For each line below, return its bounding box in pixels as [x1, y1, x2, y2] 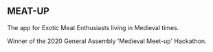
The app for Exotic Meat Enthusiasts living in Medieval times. [7, 23, 179, 31]
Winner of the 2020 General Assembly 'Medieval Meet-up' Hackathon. [7, 37, 208, 45]
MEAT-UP [7, 5, 49, 17]
